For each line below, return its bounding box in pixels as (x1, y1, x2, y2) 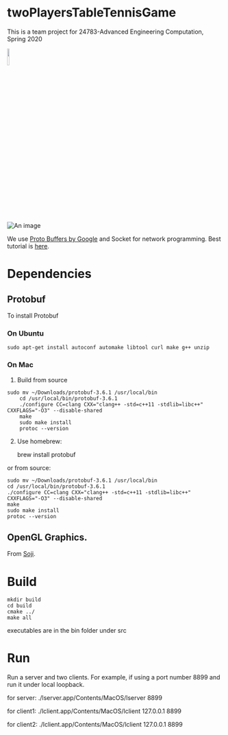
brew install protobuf (16, 450, 76, 458)
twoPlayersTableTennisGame (7, 5, 177, 21)
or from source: (7, 463, 51, 471)
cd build (7, 603, 32, 609)
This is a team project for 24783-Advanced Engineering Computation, (7, 27, 204, 36)
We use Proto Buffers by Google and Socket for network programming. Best (7, 235, 221, 243)
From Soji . (7, 550, 36, 558)
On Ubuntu (7, 328, 45, 338)
